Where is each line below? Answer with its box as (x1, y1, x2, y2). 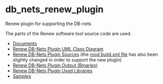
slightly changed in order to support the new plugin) (12, 56, 122, 62)
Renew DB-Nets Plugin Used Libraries (12, 68, 93, 74)
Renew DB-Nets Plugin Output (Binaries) (12, 62, 98, 68)
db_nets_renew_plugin (5, 4, 104, 15)
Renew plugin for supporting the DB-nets (5, 20, 92, 27)
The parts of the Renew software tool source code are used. (5, 30, 132, 36)
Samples (12, 73, 32, 79)
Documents (12, 40, 37, 47)
